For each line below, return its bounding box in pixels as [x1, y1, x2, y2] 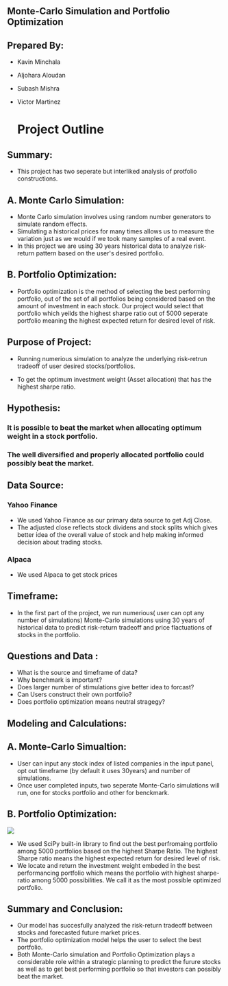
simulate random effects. [16, 220, 88, 229]
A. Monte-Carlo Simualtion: [7, 741, 127, 753]
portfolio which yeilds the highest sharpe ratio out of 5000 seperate [16, 309, 208, 317]
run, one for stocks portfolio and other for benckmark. [16, 788, 170, 796]
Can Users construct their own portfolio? [16, 690, 132, 699]
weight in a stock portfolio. [7, 431, 98, 441]
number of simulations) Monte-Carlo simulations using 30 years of [16, 616, 205, 624]
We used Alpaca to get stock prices [16, 570, 118, 579]
